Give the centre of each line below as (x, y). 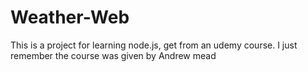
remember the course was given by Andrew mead (113, 55)
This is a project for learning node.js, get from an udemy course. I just (154, 45)
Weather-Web (70, 17)
